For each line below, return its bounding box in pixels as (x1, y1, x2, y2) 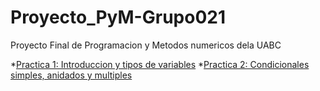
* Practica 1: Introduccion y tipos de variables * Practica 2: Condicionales (10, 58, 310, 70)
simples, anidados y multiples (10, 69, 133, 81)
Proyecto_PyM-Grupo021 (10, 6, 226, 29)
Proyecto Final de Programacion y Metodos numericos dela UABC (10, 39, 282, 51)
